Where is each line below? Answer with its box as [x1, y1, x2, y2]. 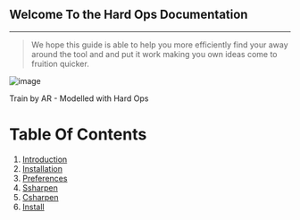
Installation [21, 163, 63, 173]
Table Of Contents [9, 124, 147, 144]
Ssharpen [21, 182, 58, 193]
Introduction [21, 154, 68, 165]
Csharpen [21, 191, 60, 202]
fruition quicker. [30, 58, 89, 69]
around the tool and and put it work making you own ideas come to [30, 48, 278, 59]
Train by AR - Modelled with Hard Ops [9, 93, 149, 104]
